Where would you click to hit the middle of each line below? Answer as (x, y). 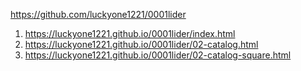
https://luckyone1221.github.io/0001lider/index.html (130, 33)
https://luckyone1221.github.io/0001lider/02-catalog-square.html (158, 55)
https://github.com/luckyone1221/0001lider (98, 14)
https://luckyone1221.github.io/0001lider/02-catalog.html (141, 44)
